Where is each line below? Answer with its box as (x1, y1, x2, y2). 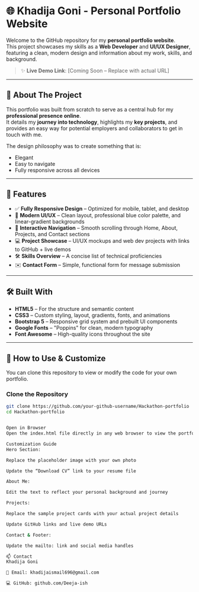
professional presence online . (6, 112, 81, 119)
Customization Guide (6, 441, 57, 447)
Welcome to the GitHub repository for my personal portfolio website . (6, 37, 176, 44)
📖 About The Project (6, 90, 82, 100)
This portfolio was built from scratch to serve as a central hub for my (6, 105, 174, 113)
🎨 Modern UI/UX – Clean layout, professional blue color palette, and (14, 211, 181, 218)
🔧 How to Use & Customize (6, 353, 106, 363)
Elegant (14, 154, 34, 161)
